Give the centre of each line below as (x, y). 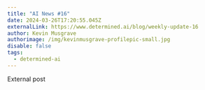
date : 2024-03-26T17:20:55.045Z (54, 20)
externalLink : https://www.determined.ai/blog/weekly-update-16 (103, 27)
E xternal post (26, 79)
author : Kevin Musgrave (42, 33)
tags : (15, 53)
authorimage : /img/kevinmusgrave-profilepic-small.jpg (89, 40)
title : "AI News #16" (39, 14)
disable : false (29, 46)
